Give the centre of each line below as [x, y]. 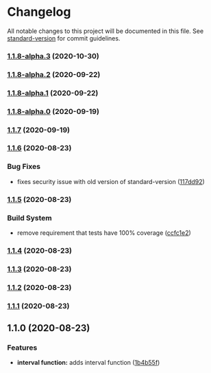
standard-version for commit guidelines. [64, 38]
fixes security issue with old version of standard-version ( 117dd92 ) [111, 181]
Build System [30, 218]
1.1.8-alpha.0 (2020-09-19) [53, 111]
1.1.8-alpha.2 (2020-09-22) [54, 74]
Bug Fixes [24, 167]
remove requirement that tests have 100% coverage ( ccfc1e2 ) [104, 233]
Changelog [39, 12]
